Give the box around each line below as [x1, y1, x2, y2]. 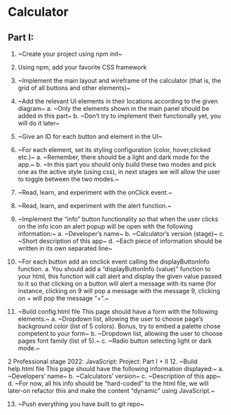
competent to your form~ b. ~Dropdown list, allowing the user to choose [17, 330, 223, 337]
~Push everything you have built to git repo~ [17, 400, 145, 408]
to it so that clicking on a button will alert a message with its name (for [17, 279, 217, 288]
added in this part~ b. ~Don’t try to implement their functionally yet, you [17, 111, 221, 120]
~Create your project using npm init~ [17, 50, 123, 58]
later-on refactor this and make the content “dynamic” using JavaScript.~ [8, 387, 215, 394]
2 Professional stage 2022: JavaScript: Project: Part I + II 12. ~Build [8, 357, 198, 365]
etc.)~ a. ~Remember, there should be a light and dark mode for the [17, 153, 210, 161]
